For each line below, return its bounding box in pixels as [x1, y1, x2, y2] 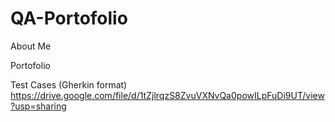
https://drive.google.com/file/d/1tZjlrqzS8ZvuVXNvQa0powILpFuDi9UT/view [10, 89, 325, 101]
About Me [10, 40, 52, 52]
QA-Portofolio [10, 7, 128, 30]
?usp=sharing [10, 100, 67, 112]
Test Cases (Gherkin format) [10, 78, 128, 91]
